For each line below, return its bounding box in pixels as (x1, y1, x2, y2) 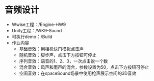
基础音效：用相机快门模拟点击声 (19, 46, 84, 52)
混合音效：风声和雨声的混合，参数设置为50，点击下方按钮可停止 (19, 64, 149, 70)
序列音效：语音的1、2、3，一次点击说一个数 (19, 58, 108, 64)
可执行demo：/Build (11, 34, 52, 40)
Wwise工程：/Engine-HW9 (11, 21, 66, 27)
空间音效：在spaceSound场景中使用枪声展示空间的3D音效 (19, 70, 136, 76)
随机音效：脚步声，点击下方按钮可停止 (19, 52, 97, 58)
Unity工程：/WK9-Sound (11, 27, 62, 33)
